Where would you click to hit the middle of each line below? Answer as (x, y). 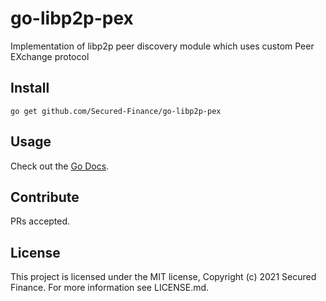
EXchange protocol (50, 56)
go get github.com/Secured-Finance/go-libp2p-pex (116, 111)
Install (30, 88)
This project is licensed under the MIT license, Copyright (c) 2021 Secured (163, 277)
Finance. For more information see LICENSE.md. (110, 288)
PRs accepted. (40, 221)
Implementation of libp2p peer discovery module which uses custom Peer (162, 46)
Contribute (45, 197)
